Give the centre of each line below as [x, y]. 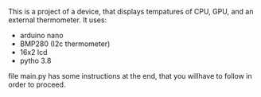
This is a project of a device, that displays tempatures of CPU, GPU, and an [131, 12]
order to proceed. [37, 84]
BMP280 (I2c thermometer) [65, 44]
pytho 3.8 [35, 60]
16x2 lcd [33, 52]
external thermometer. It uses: [58, 20]
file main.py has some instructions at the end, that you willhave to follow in [130, 76]
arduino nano [41, 35]
